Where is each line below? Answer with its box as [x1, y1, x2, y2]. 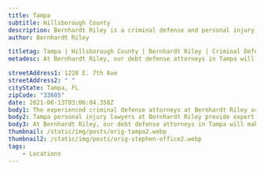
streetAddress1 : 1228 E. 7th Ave [8, 69, 118, 77]
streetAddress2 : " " [8, 76, 76, 84]
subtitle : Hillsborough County [8, 19, 111, 27]
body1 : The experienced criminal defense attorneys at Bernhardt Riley [8, 105, 247, 114]
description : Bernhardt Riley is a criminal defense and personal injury [8, 26, 255, 34]
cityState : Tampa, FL [8, 83, 79, 91]
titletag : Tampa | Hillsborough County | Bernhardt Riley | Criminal [8, 48, 241, 56]
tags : [8, 142, 26, 150]
